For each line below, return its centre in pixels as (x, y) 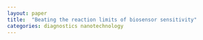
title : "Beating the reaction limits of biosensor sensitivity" (102, 20)
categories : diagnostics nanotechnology (66, 26)
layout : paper (27, 13)
